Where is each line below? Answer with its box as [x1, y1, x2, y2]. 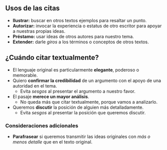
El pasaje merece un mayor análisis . [12, 93, 90, 100]
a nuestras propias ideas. [12, 28, 66, 34]
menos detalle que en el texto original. [12, 138, 93, 145]
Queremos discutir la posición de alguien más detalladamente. [12, 104, 144, 110]
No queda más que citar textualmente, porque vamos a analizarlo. [20, 99, 158, 105]
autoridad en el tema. [12, 83, 57, 89]
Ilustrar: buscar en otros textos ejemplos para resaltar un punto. [12, 17, 147, 23]
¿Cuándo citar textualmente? [5, 53, 99, 62]
